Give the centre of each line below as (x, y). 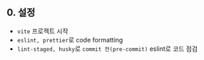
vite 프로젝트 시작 (42, 31)
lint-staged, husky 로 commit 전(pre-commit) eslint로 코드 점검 (107, 49)
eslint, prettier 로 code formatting (70, 40)
